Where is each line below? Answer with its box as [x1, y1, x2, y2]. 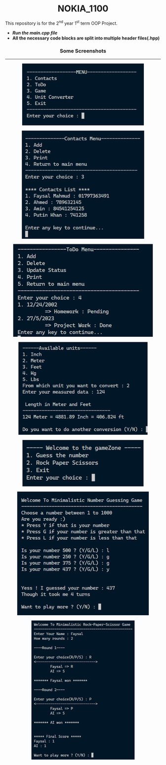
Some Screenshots [60, 47, 106, 54]
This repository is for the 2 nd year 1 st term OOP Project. [5, 19, 118, 26]
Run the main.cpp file [12, 30, 58, 36]
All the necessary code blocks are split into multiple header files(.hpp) [12, 35, 160, 41]
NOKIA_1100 [57, 3, 109, 14]
